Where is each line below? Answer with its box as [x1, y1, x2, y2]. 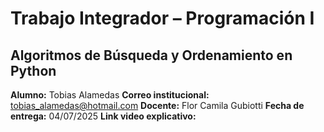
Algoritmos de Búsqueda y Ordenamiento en [10, 47, 293, 64]
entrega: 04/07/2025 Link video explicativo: [10, 110, 197, 122]
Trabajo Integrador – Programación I [10, 7, 315, 30]
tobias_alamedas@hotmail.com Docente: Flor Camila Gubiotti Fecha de [10, 100, 305, 111]
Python [10, 62, 57, 79]
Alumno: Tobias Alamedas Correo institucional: [10, 89, 210, 101]
